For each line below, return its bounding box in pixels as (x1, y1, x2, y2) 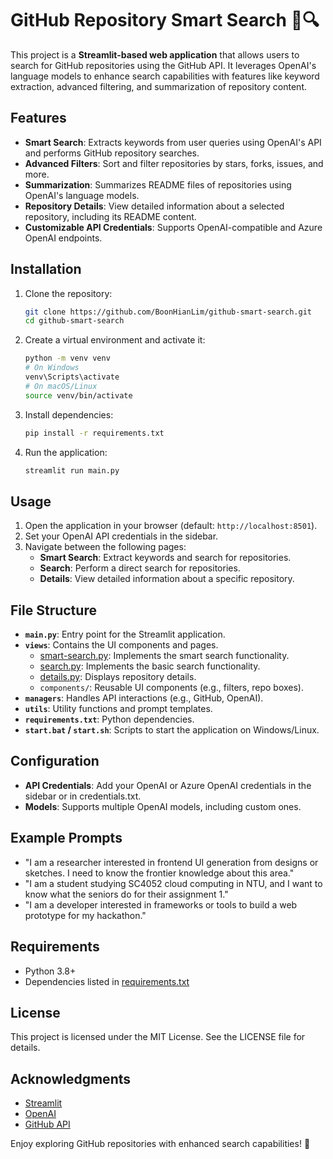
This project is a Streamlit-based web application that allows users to (10, 48, 300, 61)
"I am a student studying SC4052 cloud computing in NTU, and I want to (24, 877, 323, 889)
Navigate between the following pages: (24, 541, 187, 553)
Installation (10, 261, 82, 278)
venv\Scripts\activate (24, 372, 120, 382)
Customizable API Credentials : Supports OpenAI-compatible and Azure (24, 221, 323, 233)
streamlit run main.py (24, 465, 120, 476)
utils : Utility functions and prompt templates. (24, 703, 213, 715)
